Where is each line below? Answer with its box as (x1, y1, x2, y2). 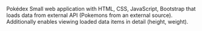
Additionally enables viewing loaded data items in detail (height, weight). (6, 18, 189, 25)
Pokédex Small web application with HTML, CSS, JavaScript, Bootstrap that (6, 5, 197, 12)
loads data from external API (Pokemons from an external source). (6, 12, 173, 19)
